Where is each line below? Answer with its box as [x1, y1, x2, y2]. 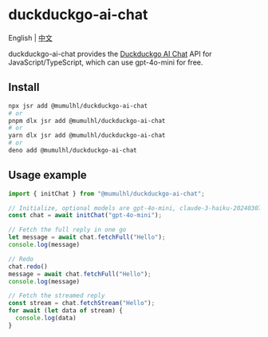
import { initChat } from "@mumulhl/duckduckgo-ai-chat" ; [8, 189, 205, 197]
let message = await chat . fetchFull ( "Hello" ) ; [8, 233, 166, 241]
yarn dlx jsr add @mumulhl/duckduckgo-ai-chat [8, 132, 166, 140]
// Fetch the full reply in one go [8, 226, 127, 234]
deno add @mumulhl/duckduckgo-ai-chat [8, 146, 137, 154]
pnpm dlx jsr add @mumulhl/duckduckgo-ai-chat [8, 117, 166, 125]
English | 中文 [8, 33, 53, 42]
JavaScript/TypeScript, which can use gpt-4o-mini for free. [8, 57, 203, 67]
